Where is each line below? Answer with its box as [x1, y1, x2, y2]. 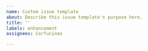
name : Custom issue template [6, 8, 79, 15]
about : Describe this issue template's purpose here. [6, 14, 143, 20]
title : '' [6, 20, 31, 26]
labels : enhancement [6, 25, 58, 31]
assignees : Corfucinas [6, 31, 63, 37]
